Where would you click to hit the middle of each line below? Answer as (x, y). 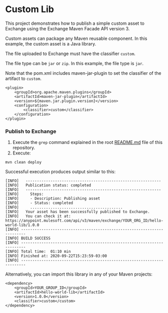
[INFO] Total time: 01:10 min (38, 252)
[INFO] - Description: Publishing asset (53, 199)
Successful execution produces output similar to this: (61, 172)
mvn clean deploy (23, 163)
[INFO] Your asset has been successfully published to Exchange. (78, 212)
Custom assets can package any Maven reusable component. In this (76, 38)
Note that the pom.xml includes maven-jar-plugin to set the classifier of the (83, 73)
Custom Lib (30, 9)
